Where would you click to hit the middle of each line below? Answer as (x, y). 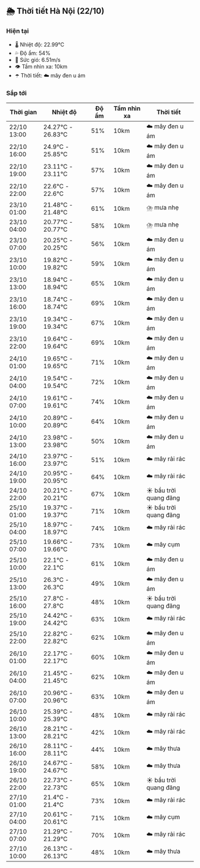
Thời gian (24, 112)
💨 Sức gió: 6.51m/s (37, 60)
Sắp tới (16, 93)
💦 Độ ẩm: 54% (32, 53)
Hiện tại (18, 31)
